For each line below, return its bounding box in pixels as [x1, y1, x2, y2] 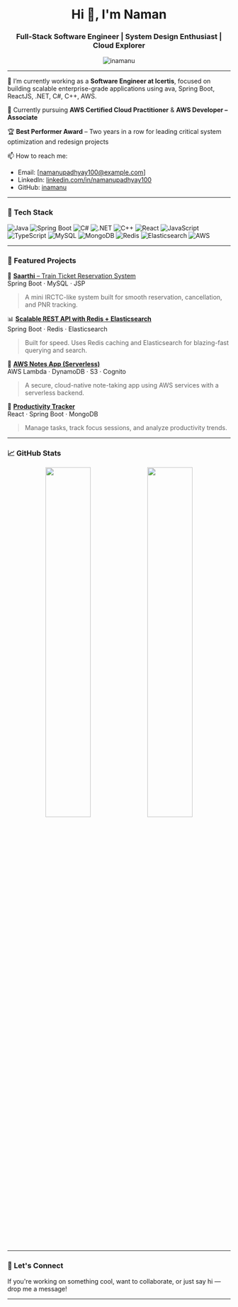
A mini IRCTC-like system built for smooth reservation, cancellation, [24, 293, 222, 302]
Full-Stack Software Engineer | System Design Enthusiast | [16, 32, 222, 42]
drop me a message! [7, 1284, 67, 1293]
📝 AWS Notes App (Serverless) [7, 360, 101, 368]
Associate [7, 113, 38, 122]
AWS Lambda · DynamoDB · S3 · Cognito [7, 368, 126, 376]
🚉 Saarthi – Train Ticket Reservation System [7, 272, 136, 281]
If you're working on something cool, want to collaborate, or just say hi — [7, 1277, 221, 1285]
